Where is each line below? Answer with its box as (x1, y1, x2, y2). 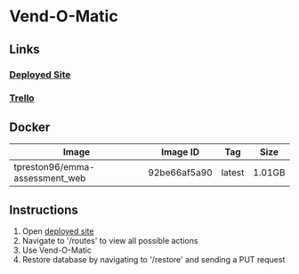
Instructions (9, 202, 78, 217)
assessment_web (13, 172, 86, 184)
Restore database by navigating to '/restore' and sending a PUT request (21, 254, 286, 265)
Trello (9, 92, 35, 104)
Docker (9, 119, 51, 134)
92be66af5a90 (148, 166, 214, 179)
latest (221, 166, 245, 179)
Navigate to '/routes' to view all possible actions (21, 236, 198, 246)
